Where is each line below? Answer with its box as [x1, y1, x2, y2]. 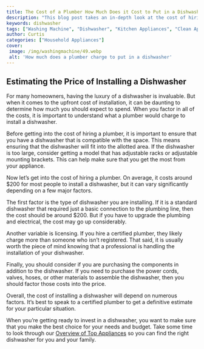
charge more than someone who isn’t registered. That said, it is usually [6, 236, 183, 243]
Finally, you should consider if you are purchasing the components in [6, 261, 179, 268]
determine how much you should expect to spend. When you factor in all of [6, 106, 195, 113]
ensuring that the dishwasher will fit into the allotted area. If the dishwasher [6, 143, 195, 151]
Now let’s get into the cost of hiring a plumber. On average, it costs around [6, 174, 192, 181]
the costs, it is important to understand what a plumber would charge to [6, 112, 186, 119]
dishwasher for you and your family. [6, 336, 96, 344]
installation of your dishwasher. [6, 249, 84, 257]
